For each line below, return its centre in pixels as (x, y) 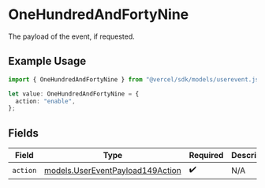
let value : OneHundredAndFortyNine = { (74, 94)
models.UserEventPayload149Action (113, 170)
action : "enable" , (46, 101)
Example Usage (47, 61)
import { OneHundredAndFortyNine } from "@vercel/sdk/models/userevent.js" (135, 79)
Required (206, 156)
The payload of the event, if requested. (72, 36)
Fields (24, 133)
